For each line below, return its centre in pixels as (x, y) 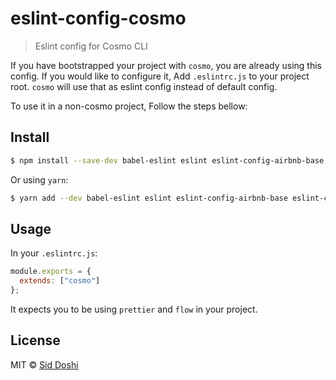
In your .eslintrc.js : (54, 253)
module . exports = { (51, 272)
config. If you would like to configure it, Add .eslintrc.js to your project (160, 76)
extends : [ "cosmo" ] (60, 281)
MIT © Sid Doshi (44, 364)
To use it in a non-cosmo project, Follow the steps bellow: (129, 106)
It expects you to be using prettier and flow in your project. (134, 309)
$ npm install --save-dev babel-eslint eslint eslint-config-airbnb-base (167, 160)
